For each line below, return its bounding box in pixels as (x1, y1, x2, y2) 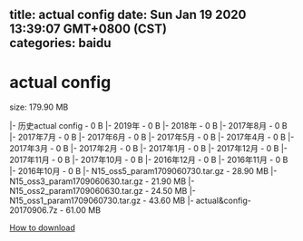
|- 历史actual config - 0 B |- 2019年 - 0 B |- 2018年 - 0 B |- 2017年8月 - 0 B (9, 120, 288, 131)
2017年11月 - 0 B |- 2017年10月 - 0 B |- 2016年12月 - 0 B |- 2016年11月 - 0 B (9, 154, 288, 166)
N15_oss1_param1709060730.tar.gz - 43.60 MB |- (9, 195, 194, 207)
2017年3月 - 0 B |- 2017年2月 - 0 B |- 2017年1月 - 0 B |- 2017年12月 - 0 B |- (9, 143, 288, 154)
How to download (9, 222, 75, 234)
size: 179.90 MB (9, 101, 69, 112)
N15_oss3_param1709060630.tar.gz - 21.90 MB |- (9, 176, 195, 187)
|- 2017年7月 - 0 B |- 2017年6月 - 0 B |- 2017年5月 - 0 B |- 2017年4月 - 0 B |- (9, 131, 295, 143)
